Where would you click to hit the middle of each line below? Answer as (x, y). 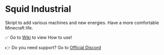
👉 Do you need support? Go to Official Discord (53, 47)
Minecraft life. (19, 27)
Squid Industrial (38, 9)
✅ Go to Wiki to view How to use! (39, 37)
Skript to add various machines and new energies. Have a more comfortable (82, 23)
